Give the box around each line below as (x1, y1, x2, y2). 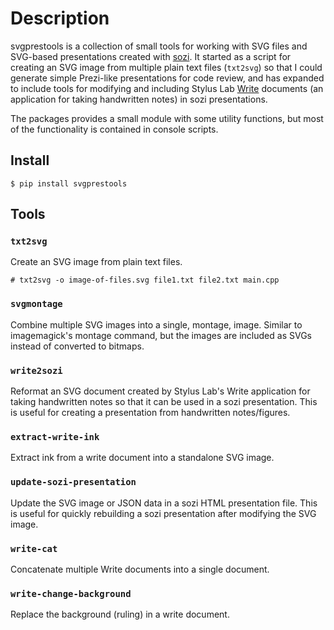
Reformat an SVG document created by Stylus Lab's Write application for (10, 385, 311, 397)
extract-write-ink (10, 431, 100, 442)
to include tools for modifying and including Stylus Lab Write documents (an (10, 82, 324, 94)
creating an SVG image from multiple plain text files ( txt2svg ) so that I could (10, 61, 323, 73)
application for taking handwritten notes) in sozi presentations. (10, 93, 268, 105)
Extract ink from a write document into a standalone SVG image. (10, 452, 275, 464)
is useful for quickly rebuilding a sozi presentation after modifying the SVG (10, 507, 317, 519)
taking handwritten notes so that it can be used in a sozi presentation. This (10, 396, 318, 408)
